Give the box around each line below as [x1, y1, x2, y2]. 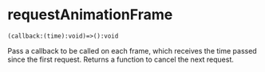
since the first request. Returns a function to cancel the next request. [7, 54, 235, 64]
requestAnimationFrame [7, 6, 173, 24]
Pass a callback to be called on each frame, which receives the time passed [7, 46, 257, 55]
